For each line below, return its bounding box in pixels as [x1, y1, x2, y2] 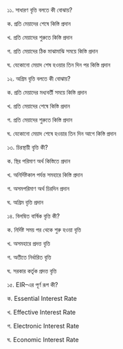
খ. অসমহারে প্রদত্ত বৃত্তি [7, 240, 50, 247]
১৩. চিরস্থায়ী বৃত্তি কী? [7, 144, 48, 151]
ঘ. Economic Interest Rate [7, 336, 79, 344]
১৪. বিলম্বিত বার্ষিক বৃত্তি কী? [7, 212, 60, 220]
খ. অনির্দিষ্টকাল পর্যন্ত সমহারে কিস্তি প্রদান [7, 171, 83, 179]
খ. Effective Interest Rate [7, 308, 76, 316]
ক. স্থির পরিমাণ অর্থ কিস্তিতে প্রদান [7, 157, 71, 165]
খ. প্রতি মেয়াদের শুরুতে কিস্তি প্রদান [7, 34, 73, 41]
